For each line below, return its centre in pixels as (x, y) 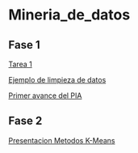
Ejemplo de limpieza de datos (57, 80)
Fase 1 (24, 45)
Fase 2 (25, 121)
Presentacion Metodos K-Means (62, 140)
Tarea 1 (20, 64)
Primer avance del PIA (45, 96)
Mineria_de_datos (69, 15)
